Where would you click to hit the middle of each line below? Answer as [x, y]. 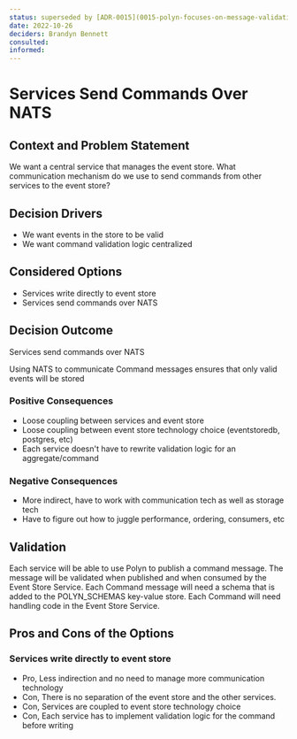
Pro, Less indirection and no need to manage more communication [143, 678]
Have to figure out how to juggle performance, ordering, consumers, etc [153, 520]
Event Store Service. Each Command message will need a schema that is [142, 587]
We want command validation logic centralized [107, 243]
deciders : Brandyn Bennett [59, 34]
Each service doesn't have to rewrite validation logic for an [129, 449]
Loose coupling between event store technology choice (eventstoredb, [151, 429]
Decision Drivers [56, 213]
